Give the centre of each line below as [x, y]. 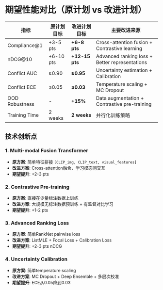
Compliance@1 [25, 45]
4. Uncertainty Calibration [36, 259]
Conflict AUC [22, 73]
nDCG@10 [20, 59]
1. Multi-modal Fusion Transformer [47, 151]
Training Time [23, 115]
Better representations [121, 62]
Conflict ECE [22, 87]
